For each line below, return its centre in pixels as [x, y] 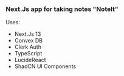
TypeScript [28, 54]
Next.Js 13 [28, 34]
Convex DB [29, 41]
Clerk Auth [28, 47]
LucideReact [30, 60]
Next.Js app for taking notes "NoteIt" [62, 9]
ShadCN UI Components [45, 66]
